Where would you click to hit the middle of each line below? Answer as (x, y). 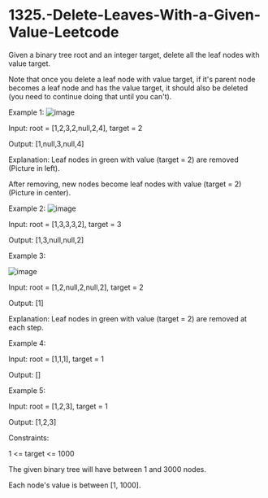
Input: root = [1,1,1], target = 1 (56, 359)
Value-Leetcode (64, 32)
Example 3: (27, 256)
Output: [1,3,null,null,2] (46, 240)
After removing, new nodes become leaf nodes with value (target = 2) (125, 184)
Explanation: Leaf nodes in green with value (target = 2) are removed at (128, 318)
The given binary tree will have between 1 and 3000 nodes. (108, 469)
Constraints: (29, 438)
